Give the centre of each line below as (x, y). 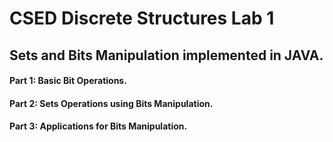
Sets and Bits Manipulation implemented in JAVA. (166, 55)
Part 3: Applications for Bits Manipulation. (98, 126)
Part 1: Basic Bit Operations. (68, 81)
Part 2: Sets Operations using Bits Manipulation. (111, 103)
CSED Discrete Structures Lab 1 (142, 18)
